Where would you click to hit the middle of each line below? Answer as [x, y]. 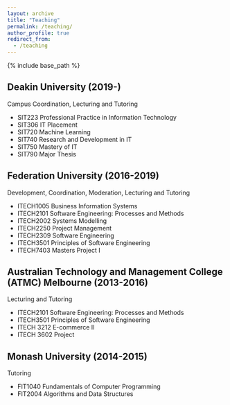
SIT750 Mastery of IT [47, 147]
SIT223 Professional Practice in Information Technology [97, 117]
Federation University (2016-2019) [83, 176]
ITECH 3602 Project [46, 335]
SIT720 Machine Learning [54, 132]
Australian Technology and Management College [115, 272]
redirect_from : [29, 39]
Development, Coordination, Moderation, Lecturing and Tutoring [99, 192]
